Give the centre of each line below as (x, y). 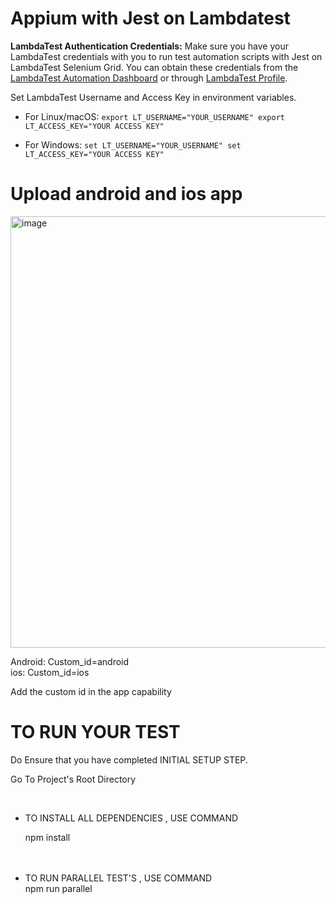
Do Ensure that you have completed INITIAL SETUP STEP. (129, 759)
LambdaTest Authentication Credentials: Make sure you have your (149, 46)
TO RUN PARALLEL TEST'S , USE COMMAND (118, 878)
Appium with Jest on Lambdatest (150, 18)
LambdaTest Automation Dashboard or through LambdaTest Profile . (149, 78)
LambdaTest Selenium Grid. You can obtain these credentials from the (154, 67)
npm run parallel (58, 888)
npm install (47, 837)
